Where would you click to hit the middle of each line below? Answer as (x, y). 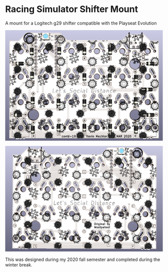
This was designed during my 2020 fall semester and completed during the (83, 259)
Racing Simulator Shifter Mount (72, 9)
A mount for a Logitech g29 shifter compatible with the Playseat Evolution (81, 23)
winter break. (19, 264)
